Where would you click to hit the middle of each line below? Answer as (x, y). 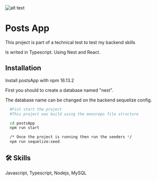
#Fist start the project (36, 109)
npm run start (24, 128)
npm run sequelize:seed (35, 142)
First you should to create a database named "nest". (59, 90)
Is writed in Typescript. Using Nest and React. (53, 52)
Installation (23, 68)
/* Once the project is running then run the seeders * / (71, 137)
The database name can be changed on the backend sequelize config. (79, 100)
